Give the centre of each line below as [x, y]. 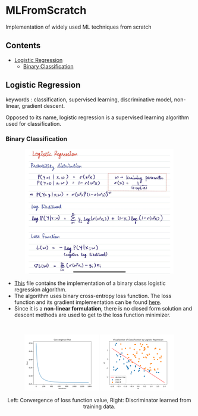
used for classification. [34, 123]
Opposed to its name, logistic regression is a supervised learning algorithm [97, 117]
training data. [99, 406]
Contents [23, 46]
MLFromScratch [46, 10]
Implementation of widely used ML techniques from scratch [79, 27]
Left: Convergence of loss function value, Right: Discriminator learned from [99, 400]
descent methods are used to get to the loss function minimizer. [92, 315]
